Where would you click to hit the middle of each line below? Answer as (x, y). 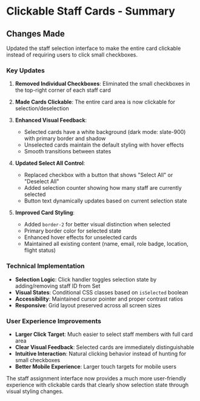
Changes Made (35, 34)
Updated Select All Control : (50, 163)
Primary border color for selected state (73, 231)
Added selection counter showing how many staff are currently (103, 188)
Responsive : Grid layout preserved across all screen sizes (88, 305)
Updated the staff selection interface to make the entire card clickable (94, 48)
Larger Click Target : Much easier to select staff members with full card (104, 334)
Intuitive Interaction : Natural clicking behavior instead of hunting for (101, 354)
